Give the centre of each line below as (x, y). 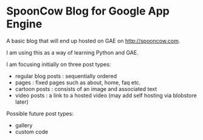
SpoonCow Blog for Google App (88, 11)
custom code (32, 132)
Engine (24, 24)
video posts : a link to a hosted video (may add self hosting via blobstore (106, 95)
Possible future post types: (40, 113)
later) (22, 102)
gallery (24, 125)
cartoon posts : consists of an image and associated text (86, 88)
